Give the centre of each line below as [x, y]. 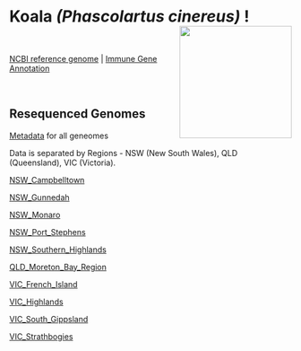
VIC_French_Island [43, 284]
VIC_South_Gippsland [49, 319]
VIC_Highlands [37, 302]
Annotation [30, 68]
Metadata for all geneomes [59, 136]
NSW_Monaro [35, 215]
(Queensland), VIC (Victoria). [63, 162]
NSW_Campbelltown [47, 180]
